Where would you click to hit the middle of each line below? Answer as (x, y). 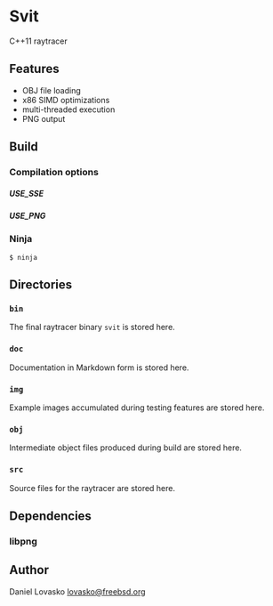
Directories (41, 285)
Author (29, 570)
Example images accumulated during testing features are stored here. (137, 408)
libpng (24, 541)
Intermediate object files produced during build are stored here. (126, 448)
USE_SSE (27, 193)
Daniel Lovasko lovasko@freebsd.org (77, 591)
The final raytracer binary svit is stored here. (92, 327)
